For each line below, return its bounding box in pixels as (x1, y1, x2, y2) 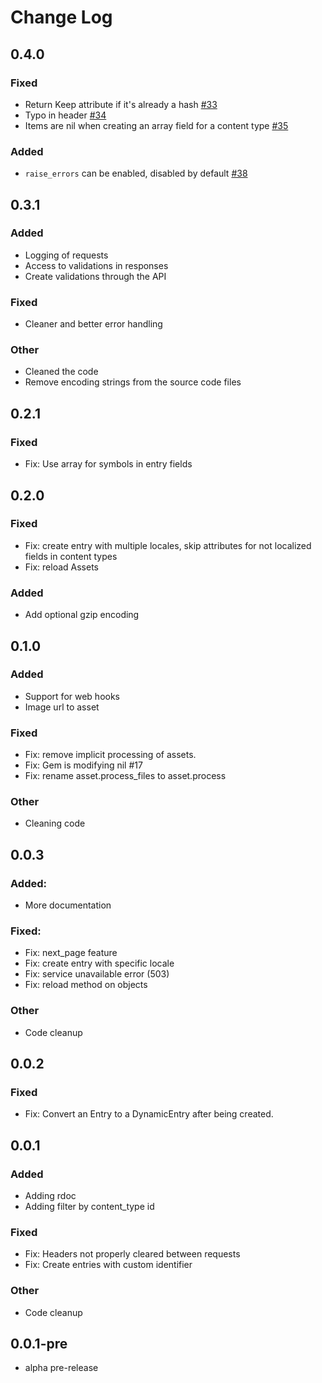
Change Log (10, 6, 113, 29)
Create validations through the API (24, 270, 167, 282)
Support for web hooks (24, 690, 120, 702)
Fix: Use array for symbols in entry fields (24, 458, 193, 470)
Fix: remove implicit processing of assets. (24, 749, 197, 761)
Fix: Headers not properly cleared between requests (24, 1248, 241, 1260)
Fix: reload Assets (24, 561, 99, 573)
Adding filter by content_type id (24, 1201, 155, 1213)
